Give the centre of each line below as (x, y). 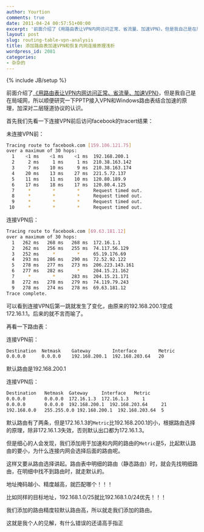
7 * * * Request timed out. (77, 190)
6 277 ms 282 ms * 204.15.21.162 (70, 271)
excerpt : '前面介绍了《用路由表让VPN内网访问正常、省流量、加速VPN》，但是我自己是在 (102, 29)
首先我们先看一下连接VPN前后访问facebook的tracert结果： (80, 121)
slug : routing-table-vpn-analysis (50, 40)
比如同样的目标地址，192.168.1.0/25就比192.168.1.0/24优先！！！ (87, 497)
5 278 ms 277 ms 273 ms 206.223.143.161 (73, 265)
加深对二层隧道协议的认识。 (51, 108)
